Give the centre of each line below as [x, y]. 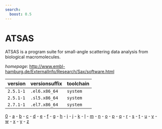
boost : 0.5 [21, 14]
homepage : [17, 66]
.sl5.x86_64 [44, 98]
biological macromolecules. [33, 57]
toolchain [78, 84]
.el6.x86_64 [44, 91]
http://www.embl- [47, 66]
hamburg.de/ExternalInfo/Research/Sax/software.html [60, 72]
